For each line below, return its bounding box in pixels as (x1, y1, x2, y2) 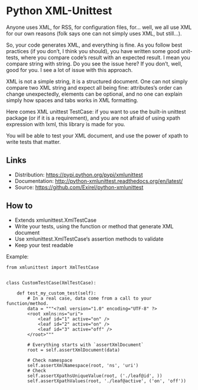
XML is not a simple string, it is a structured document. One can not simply (6, 78, 188, 85)
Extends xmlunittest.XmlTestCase (14, 217, 97, 224)
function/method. (6, 300, 49, 306)
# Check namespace (27, 357, 73, 363)
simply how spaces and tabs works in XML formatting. (6, 96, 139, 104)
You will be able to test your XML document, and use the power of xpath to (6, 132, 189, 139)
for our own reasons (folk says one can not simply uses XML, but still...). (6, 30, 182, 37)
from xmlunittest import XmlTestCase (6, 264, 99, 270)
